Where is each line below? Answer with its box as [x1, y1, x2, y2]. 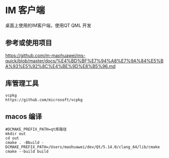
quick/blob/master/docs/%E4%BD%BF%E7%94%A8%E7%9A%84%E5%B [5, 58, 164, 64]
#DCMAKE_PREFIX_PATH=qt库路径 [5, 127, 67, 132]
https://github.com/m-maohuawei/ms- [5, 52, 86, 58]
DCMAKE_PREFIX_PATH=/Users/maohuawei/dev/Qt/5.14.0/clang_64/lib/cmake [5, 145, 160, 150]
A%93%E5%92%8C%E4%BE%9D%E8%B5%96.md [5, 63, 116, 69]
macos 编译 [5, 112, 42, 121]
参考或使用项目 [5, 38, 52, 47]
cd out [5, 136, 19, 141]
